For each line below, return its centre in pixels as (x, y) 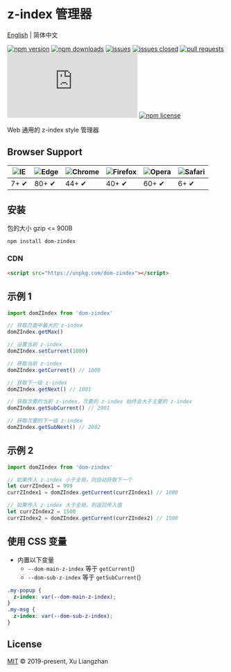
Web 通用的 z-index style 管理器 (53, 130)
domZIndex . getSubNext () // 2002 (54, 428)
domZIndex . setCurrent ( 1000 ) (48, 351)
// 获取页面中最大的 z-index (45, 326)
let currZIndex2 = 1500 (42, 512)
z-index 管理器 (50, 14)
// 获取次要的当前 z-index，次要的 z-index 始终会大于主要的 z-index (100, 402)
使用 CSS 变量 (37, 541)
